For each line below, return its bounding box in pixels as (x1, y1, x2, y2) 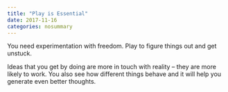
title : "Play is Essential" (7, 10, 89, 17)
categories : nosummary (7, 23, 73, 30)
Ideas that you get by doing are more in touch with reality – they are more (7, 63, 217, 71)
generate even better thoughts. (7, 77, 96, 86)
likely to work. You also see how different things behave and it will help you (7, 70, 222, 78)
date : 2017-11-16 (7, 17, 58, 24)
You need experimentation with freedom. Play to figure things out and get (7, 42, 217, 50)
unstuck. (7, 49, 33, 57)
